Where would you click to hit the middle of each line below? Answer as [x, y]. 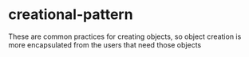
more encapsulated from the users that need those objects [105, 44]
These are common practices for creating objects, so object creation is [125, 36]
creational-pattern [71, 15]
